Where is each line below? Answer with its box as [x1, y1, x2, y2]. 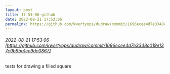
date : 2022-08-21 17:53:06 [5, 17, 62, 22]
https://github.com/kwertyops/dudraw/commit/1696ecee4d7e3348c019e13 [7, 42, 164, 48]
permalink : [5, 21, 28, 27]
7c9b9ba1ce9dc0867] [5, 47, 51, 53]
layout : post [5, 7, 33, 13]
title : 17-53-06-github [5, 12, 56, 17]
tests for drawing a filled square [5, 63, 72, 69]
